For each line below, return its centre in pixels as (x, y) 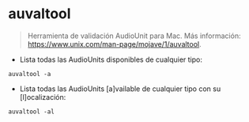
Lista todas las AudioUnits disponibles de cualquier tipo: (111, 59)
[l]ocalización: (43, 97)
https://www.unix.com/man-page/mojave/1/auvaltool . (114, 44)
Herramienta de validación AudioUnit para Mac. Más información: (134, 36)
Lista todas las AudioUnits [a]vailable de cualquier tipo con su (120, 89)
